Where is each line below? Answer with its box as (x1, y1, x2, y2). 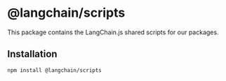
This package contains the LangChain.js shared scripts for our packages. (7, 28, 219, 36)
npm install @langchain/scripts (7, 66, 102, 74)
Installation (7, 48, 58, 60)
